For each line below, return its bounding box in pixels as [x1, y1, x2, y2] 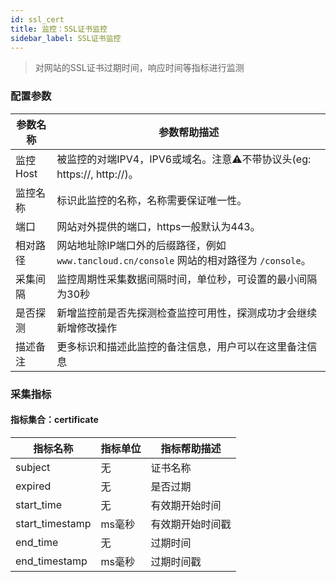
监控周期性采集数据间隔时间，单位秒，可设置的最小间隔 [56, 272, 318, 286]
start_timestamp [15, 516, 92, 530]
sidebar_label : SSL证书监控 [10, 33, 122, 43]
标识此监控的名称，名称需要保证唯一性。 [56, 193, 248, 207]
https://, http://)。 [56, 167, 139, 181]
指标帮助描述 [160, 441, 222, 455]
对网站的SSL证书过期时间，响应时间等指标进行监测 [34, 62, 245, 74]
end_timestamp [15, 554, 88, 568]
